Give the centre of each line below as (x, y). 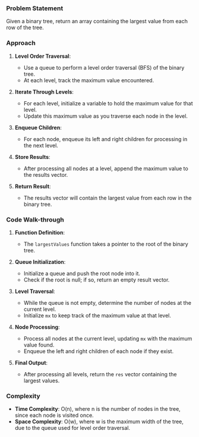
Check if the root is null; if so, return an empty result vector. (97, 280)
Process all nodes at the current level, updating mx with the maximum (108, 338)
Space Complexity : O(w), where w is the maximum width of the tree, (99, 422)
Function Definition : (40, 232)
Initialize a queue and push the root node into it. (82, 273)
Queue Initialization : (40, 262)
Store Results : (32, 157)
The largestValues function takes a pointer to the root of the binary (106, 244)
